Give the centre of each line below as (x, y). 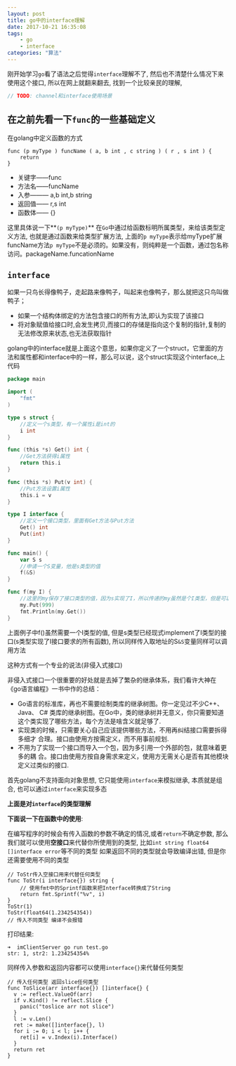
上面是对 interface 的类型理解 (49, 803)
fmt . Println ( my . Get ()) (53, 612)
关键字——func (39, 177)
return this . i (40, 463)
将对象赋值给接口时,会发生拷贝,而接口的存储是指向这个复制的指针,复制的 (122, 324)
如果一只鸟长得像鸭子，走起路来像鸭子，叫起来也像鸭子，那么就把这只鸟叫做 (118, 292)
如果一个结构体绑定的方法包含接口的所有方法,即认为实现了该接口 (111, 316)
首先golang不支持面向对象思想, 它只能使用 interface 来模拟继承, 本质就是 (112, 779)
